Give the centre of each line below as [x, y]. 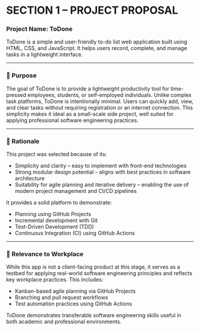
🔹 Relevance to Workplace [45, 254]
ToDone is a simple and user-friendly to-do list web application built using [97, 42]
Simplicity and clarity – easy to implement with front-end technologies [101, 166]
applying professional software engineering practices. [72, 120]
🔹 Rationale [23, 141]
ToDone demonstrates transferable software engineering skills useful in [94, 316]
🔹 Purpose [21, 76]
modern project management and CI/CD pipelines [76, 191]
